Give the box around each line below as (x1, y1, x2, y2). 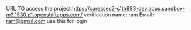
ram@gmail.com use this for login (6, 18, 87, 24)
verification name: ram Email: (84, 11, 154, 18)
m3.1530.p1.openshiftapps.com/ (6, 11, 83, 18)
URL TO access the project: (6, 5, 73, 12)
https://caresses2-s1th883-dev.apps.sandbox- (72, 5, 185, 12)
